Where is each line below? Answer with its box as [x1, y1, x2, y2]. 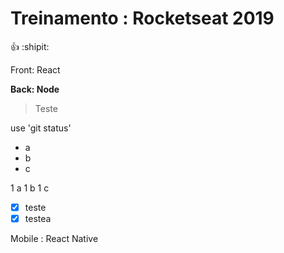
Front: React [10, 63, 61, 76]
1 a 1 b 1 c [10, 182, 50, 194]
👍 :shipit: [10, 40, 50, 52]
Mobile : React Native [10, 233, 99, 245]
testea [24, 213, 52, 224]
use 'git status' [10, 122, 72, 134]
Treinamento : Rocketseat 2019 [10, 7, 275, 30]
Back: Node [10, 83, 60, 95]
